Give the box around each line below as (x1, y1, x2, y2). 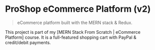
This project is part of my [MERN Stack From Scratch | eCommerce (5, 29, 141, 35)
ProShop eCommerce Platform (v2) (5, 3, 151, 15)
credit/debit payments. (5, 39, 51, 45)
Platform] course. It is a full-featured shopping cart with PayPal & (5, 34, 136, 40)
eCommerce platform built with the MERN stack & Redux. (17, 20, 132, 25)
